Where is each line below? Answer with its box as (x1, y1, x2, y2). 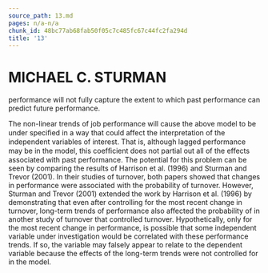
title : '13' (8, 34, 48, 42)
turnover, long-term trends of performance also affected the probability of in (8, 206, 260, 216)
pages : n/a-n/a (8, 19, 59, 27)
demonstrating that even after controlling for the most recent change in (8, 198, 242, 207)
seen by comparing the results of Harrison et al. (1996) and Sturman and (8, 163, 247, 173)
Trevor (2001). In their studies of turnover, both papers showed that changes (8, 172, 261, 182)
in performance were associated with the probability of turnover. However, (8, 181, 254, 191)
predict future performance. (8, 103, 101, 113)
